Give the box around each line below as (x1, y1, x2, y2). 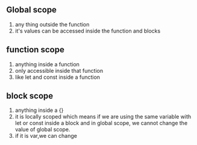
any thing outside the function (14, 20, 90, 28)
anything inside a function (14, 60, 80, 68)
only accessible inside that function (14, 67, 104, 74)
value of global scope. (14, 126, 70, 133)
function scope (6, 45, 64, 55)
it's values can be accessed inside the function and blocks (14, 27, 161, 34)
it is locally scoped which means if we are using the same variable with (14, 113, 192, 120)
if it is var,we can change (14, 132, 77, 140)
